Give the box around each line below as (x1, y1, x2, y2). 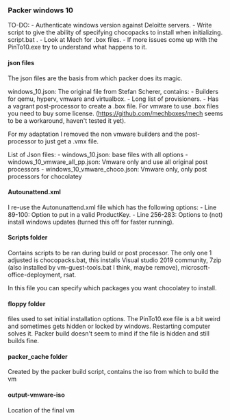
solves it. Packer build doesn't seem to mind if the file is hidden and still (8, 329, 209, 338)
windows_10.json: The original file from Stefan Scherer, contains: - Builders (8, 87, 218, 95)
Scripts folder (8, 233, 48, 242)
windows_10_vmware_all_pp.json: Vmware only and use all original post (8, 157, 208, 166)
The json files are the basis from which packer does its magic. (8, 74, 183, 82)
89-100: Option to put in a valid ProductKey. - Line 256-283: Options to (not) (8, 210, 223, 218)
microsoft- (181, 263, 211, 271)
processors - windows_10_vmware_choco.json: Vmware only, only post (8, 165, 207, 173)
